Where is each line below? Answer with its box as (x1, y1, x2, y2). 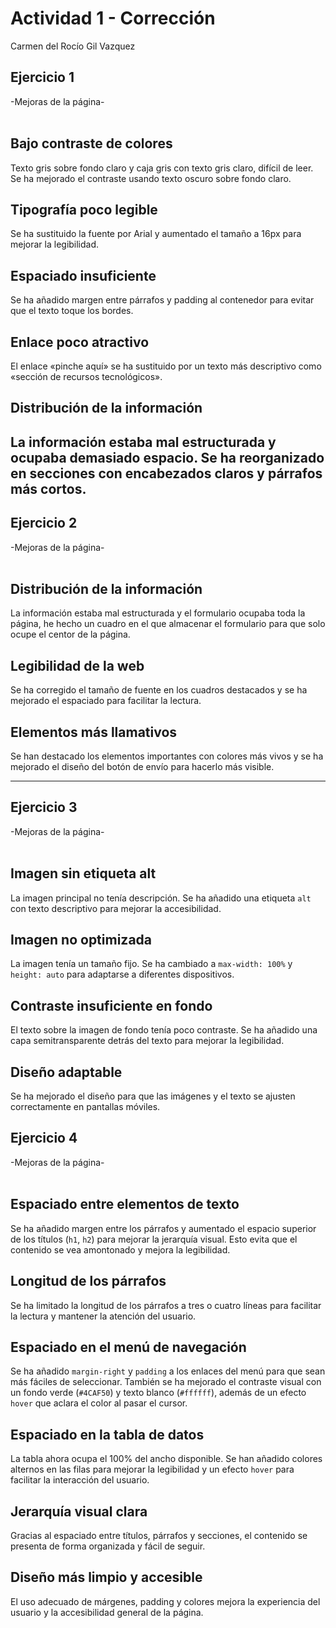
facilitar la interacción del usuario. (10, 1474, 150, 1486)
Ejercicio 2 (10, 515, 78, 532)
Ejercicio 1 (10, 69, 75, 86)
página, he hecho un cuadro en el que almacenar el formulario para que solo (10, 618, 326, 630)
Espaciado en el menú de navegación (10, 1338, 247, 1356)
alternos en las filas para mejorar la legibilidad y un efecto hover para (10, 1463, 295, 1476)
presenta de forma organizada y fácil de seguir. (10, 1540, 206, 1552)
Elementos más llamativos (10, 723, 178, 741)
